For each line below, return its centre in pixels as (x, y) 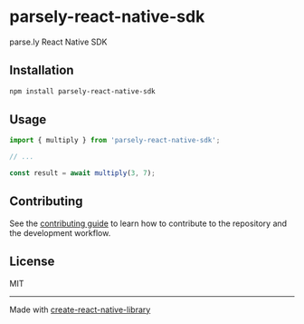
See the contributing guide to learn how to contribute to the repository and (148, 223)
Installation (42, 70)
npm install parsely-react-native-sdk (82, 91)
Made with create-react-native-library (80, 309)
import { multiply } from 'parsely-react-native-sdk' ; (115, 141)
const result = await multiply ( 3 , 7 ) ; (82, 173)
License (32, 262)
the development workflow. (60, 232)
